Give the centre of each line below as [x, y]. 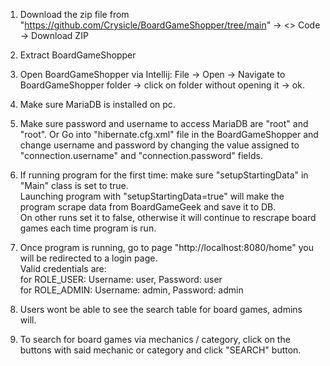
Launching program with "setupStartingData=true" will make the [152, 196]
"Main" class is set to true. [74, 185]
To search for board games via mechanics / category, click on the [155, 339]
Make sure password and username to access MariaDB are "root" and [164, 123]
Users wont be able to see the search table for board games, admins [161, 309]
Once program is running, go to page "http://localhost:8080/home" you [166, 247]
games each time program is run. [88, 228]
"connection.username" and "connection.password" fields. [141, 155]
